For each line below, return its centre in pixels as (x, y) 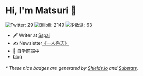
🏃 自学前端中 (26, 51)
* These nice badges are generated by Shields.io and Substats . (72, 68)
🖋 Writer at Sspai (31, 35)
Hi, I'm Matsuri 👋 (41, 10)
